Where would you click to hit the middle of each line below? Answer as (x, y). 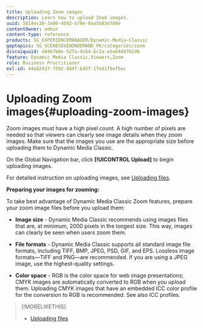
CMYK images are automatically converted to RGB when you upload (100, 282)
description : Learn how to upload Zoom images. (68, 18)
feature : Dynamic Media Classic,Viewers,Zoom (65, 57)
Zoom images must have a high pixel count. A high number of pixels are (96, 128)
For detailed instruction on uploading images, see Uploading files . (89, 178)
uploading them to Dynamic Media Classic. (60, 148)
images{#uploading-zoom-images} (98, 112)
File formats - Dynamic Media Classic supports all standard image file (103, 245)
